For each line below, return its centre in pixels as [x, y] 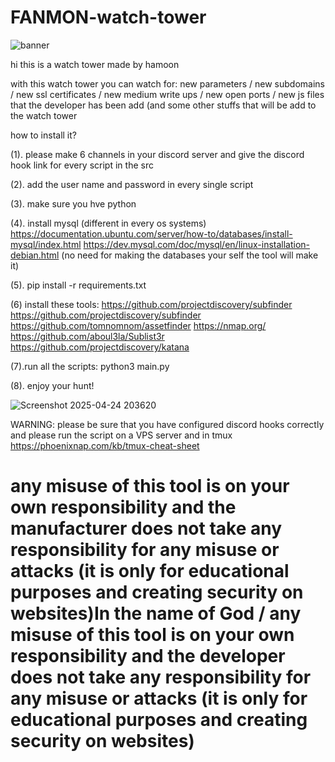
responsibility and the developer [148, 656]
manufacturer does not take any [146, 528]
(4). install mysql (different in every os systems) [108, 223]
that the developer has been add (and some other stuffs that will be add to [163, 105]
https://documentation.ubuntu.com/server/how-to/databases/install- [151, 233]
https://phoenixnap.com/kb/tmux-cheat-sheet [105, 445]
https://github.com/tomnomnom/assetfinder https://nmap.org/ [138, 325]
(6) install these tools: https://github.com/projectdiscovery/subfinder [151, 304]
